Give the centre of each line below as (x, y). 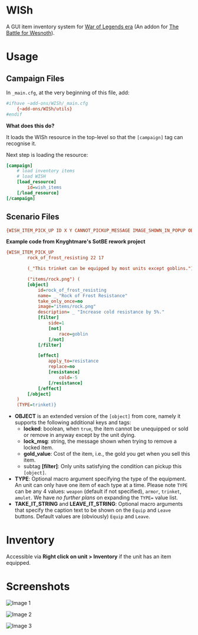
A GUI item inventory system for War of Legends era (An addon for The (93, 27)
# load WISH (31, 177)
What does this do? (30, 126)
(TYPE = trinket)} (37, 405)
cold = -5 (68, 377)
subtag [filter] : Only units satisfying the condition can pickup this (103, 466)
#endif (14, 114)
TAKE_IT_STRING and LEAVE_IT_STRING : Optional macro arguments (99, 504)
